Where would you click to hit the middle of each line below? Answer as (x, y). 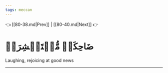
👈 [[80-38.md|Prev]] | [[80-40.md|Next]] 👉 (52, 24)
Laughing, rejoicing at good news (39, 60)
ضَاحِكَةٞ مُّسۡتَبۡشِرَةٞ (49, 46)
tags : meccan (19, 10)
